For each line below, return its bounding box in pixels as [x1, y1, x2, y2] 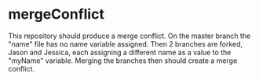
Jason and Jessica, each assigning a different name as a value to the [8, 47, 232, 57]
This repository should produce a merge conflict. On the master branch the [8, 31, 251, 40]
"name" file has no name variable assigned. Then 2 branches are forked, [8, 39, 243, 48]
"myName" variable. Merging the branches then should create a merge [8, 56, 238, 65]
